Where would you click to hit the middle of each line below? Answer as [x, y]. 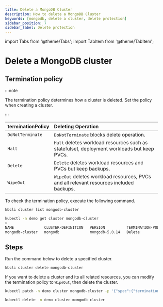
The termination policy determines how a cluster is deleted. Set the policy [78, 100]
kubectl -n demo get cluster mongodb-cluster [52, 219]
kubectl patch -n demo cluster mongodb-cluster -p [57, 291]
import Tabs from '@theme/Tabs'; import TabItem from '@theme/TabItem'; [80, 41]
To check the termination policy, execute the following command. [70, 201]
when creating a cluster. [29, 105]
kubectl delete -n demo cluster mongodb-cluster [55, 300]
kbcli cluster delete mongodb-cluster [44, 268]
